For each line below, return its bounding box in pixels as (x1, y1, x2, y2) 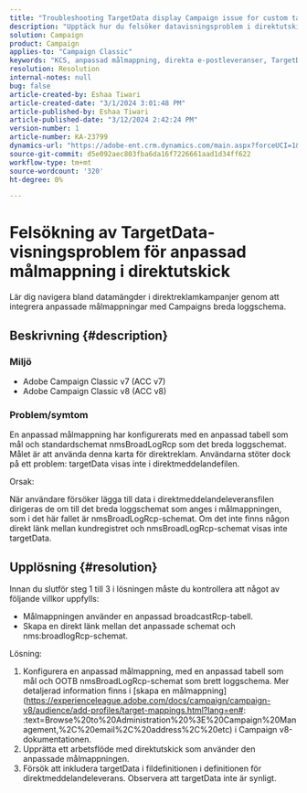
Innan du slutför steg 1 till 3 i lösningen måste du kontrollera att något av (9, 583, 281, 595)
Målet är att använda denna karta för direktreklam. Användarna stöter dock (9, 449, 291, 460)
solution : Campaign (9, 30, 84, 39)
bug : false (9, 81, 51, 91)
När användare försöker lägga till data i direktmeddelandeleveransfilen (9, 494, 274, 505)
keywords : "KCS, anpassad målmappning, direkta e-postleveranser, (9, 56, 268, 65)
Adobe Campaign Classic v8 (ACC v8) (22, 385, 167, 396)
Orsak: (9, 477, 35, 488)
